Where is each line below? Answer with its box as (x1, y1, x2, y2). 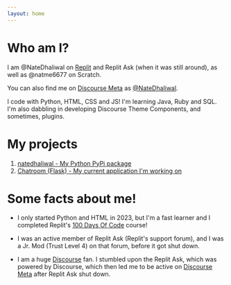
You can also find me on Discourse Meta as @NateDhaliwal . (7, 84, 178, 92)
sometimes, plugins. (7, 112, 65, 120)
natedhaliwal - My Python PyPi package (17, 159, 132, 167)
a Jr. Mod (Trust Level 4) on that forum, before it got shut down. (17, 242, 200, 250)
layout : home (7, 10, 45, 17)
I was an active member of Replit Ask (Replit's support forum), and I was (17, 234, 224, 243)
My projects (7, 136, 78, 152)
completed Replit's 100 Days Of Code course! (17, 221, 148, 230)
